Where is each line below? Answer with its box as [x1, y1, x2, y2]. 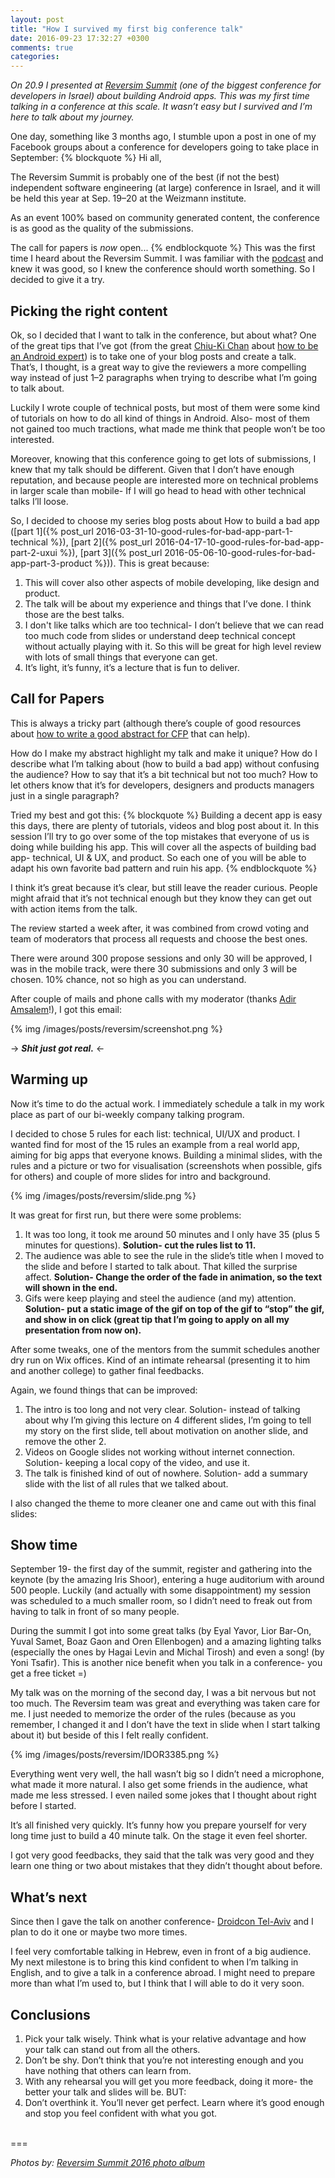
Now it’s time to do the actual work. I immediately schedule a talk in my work [10, 1097, 325, 1110]
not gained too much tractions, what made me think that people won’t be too [10, 422, 326, 435]
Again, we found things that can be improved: [10, 1384, 198, 1396]
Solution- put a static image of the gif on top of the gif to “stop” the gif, [24, 1302, 325, 1315]
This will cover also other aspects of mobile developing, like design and [24, 576, 320, 588]
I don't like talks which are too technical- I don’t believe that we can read [24, 619, 325, 631]
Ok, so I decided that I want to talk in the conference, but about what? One [10, 329, 317, 341]
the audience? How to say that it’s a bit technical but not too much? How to [10, 768, 318, 780]
